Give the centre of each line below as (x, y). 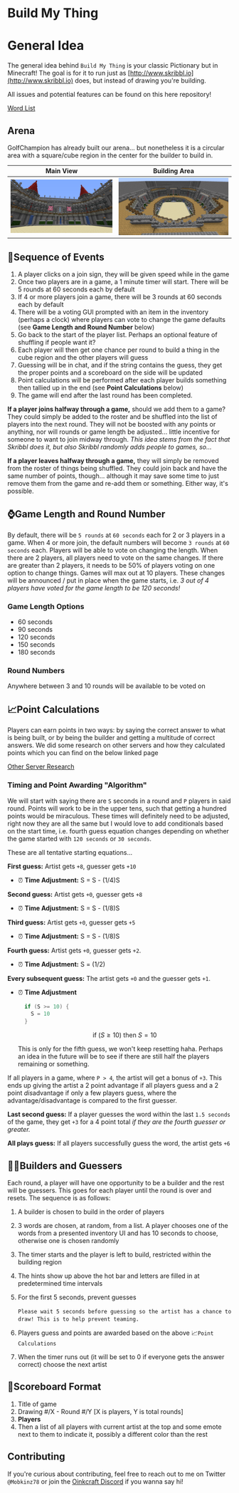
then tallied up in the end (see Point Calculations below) (100, 388)
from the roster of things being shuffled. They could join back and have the (117, 469)
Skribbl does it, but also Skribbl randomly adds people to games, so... (110, 447)
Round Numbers (36, 671)
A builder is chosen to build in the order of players (91, 1212)
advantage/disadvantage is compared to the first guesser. (92, 1101)
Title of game (37, 1404)
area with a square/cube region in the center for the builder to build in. (110, 155)
